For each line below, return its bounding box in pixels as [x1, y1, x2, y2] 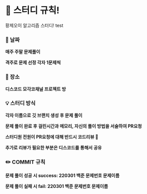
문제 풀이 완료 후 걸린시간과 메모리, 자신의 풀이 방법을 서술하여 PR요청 [5, 123, 142, 129]
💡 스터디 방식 [5, 100, 36, 107]
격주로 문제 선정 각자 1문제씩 [5, 59, 61, 66]
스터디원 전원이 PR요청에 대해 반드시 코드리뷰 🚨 [5, 134, 99, 140]
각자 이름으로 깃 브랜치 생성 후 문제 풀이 [5, 112, 83, 118]
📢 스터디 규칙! [5, 5, 60, 16]
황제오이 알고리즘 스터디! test [5, 22, 64, 28]
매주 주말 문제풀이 [5, 49, 41, 55]
